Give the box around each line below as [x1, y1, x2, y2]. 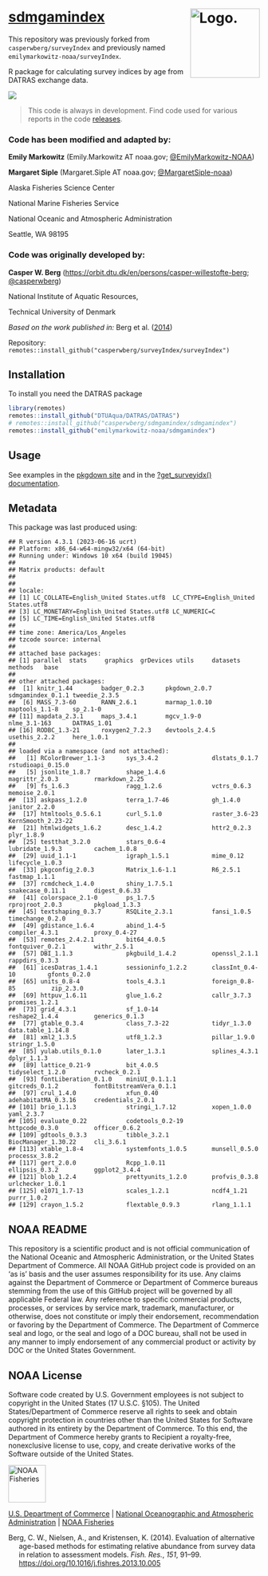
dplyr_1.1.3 [8, 1054, 48, 1062]
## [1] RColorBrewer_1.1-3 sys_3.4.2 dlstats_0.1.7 [8, 755, 259, 762]
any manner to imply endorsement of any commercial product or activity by [8, 1337, 257, 1347]
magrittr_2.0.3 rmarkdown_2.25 [8, 775, 145, 783]
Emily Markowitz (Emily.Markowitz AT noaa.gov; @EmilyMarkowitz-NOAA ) [8, 152, 255, 162]
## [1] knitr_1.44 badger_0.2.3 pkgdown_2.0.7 [8, 684, 213, 693]
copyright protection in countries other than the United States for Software [8, 1416, 254, 1425]
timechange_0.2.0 [8, 915, 66, 923]
